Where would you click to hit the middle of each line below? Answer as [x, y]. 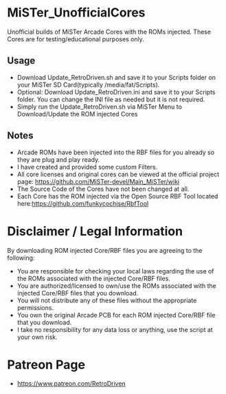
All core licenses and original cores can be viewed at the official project [118, 174]
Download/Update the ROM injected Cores [77, 114]
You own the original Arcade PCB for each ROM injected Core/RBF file [116, 315]
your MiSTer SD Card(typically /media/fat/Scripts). [88, 85]
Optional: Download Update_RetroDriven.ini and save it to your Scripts [116, 92]
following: [21, 258]
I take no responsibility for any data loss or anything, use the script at [115, 329]
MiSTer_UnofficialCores [76, 13]
